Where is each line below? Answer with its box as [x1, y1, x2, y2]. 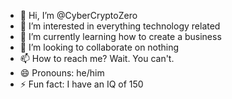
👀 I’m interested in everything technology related [19, 20, 221, 32]
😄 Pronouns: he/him [19, 67, 105, 79]
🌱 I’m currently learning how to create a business [19, 31, 222, 42]
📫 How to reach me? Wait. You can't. [19, 53, 175, 64]
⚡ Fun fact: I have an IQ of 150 [19, 78, 144, 90]
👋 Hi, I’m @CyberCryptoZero [19, 10, 138, 21]
